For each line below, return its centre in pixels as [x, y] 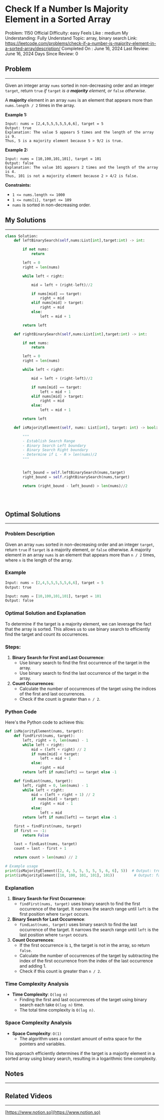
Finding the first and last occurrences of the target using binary [83, 1000]
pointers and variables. [42, 1044]
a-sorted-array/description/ [33, 48]
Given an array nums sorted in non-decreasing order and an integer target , [80, 544]
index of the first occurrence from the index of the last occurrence [86, 961]
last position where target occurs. [54, 935]
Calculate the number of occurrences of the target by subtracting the [89, 956]
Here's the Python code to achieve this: [45, 722]
